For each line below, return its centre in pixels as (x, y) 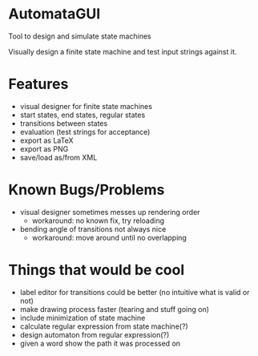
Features (38, 84)
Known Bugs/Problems (87, 190)
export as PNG (44, 148)
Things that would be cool (97, 270)
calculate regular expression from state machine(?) (104, 326)
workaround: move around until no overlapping (109, 237)
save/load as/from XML (58, 157)
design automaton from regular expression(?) (95, 334)
